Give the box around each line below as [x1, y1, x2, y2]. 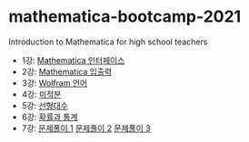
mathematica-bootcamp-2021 [8, 6, 242, 27]
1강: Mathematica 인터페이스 [21, 54, 125, 65]
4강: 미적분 [21, 89, 62, 99]
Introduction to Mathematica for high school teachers [8, 36, 208, 47]
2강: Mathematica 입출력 [21, 66, 113, 77]
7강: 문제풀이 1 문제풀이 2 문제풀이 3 [21, 122, 151, 133]
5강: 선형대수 [21, 99, 69, 110]
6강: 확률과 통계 [21, 111, 78, 122]
